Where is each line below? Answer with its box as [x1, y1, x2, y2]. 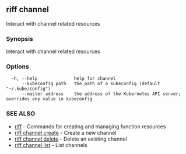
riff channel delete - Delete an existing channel [14, 135, 127, 142]
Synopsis [6, 34, 33, 43]
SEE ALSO [6, 110, 36, 118]
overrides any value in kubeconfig [6, 96, 93, 102]
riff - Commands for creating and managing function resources [14, 123, 166, 130]
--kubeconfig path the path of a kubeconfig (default [21, 81, 160, 87]
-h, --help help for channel [11, 76, 116, 82]
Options [6, 62, 29, 71]
